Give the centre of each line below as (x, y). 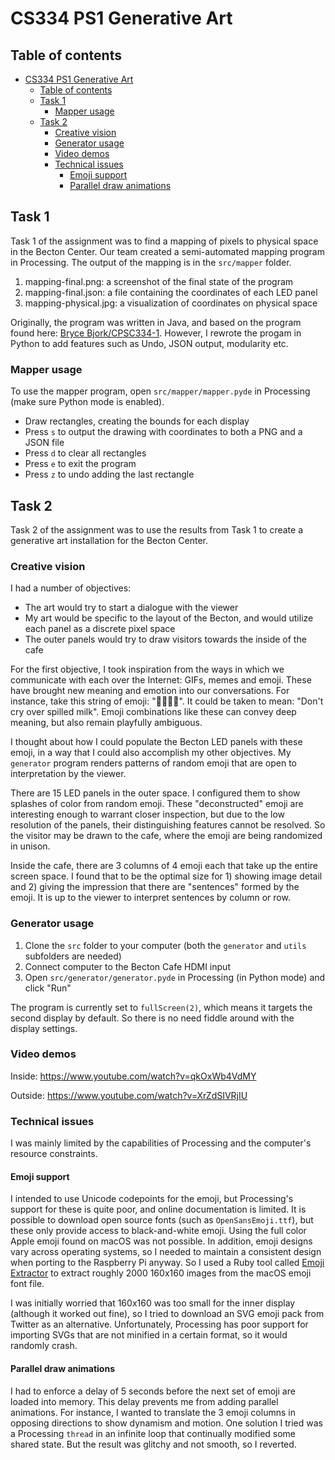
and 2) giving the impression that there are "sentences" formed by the (155, 887)
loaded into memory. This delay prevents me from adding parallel (144, 1401)
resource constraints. (54, 1154)
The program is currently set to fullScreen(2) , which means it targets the (161, 1007)
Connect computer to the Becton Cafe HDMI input (127, 966)
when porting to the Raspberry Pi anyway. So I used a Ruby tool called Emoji (167, 1263)
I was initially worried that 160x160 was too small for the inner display (153, 1303)
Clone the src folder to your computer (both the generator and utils (165, 945)
